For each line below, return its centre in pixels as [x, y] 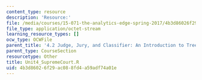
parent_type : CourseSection [41, 51]
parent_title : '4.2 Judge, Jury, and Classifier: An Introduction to [95, 46]
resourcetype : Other [32, 57]
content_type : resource [36, 12]
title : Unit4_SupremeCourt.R [43, 62]
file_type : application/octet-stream [54, 29]
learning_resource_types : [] [43, 34]
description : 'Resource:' [38, 17]
